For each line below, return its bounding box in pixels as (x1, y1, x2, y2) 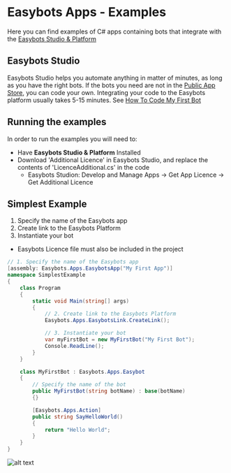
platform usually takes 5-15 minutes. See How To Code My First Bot (7, 96, 201, 104)
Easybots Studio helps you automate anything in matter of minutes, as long (7, 73, 223, 82)
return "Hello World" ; (44, 426, 111, 433)
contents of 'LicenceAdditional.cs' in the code (17, 163, 150, 171)
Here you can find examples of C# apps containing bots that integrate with (7, 27, 222, 36)
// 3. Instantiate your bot (44, 330, 127, 337)
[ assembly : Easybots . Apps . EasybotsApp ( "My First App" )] (7, 265, 173, 272)
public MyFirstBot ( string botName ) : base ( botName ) (32, 388, 186, 395)
